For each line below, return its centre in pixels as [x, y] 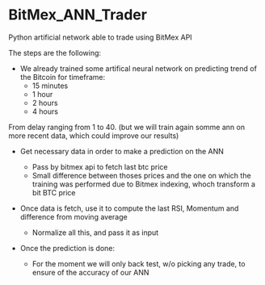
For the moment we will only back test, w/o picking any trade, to [139, 263]
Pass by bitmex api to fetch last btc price [100, 166]
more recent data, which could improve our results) [94, 136]
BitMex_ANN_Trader [78, 15]
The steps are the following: [55, 52]
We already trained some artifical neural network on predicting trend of [138, 68]
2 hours [45, 103]
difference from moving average [74, 216]
